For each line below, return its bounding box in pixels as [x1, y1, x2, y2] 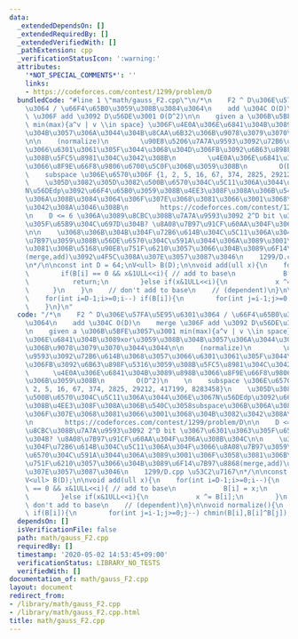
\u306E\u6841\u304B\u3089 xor [25, 335, 133, 344]
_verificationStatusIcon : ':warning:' [17, 54, 161, 63]
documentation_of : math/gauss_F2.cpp [9, 575, 149, 584]
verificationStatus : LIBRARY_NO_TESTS [17, 558, 161, 567]
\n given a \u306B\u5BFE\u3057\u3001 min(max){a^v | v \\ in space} [25, 327, 292, 336]
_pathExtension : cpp [17, 46, 93, 55]
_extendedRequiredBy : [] [17, 29, 109, 38]
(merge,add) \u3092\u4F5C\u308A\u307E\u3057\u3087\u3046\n [25, 252, 244, 262]
